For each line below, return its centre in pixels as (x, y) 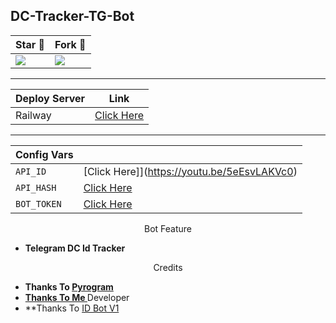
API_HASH (36, 187)
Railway (33, 115)
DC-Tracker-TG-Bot (72, 16)
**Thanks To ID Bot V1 (72, 308)
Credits (168, 267)
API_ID (31, 171)
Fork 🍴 (70, 44)
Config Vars (44, 154)
